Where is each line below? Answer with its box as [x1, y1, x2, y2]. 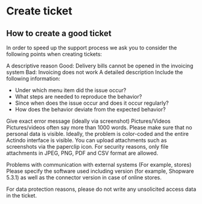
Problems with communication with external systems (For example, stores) [6, 161, 192, 168]
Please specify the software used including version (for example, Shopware [6, 167, 194, 175]
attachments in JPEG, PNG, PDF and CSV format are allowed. [6, 149, 159, 156]
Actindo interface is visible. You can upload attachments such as [6, 137, 167, 144]
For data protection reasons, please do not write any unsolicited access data [6, 185, 197, 193]
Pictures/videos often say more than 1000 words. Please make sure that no [6, 124, 193, 131]
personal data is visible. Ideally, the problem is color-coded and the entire [6, 131, 189, 137]
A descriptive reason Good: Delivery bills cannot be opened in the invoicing [6, 62, 194, 69]
